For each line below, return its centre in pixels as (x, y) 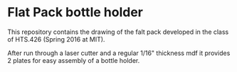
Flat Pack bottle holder (75, 12)
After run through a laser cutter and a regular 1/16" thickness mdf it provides (119, 53)
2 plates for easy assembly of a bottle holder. (74, 60)
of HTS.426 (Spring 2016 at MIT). (56, 39)
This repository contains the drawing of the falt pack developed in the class (118, 32)
